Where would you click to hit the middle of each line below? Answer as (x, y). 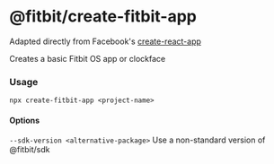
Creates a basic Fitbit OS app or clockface (88, 58)
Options (25, 120)
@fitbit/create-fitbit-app (103, 17)
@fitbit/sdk (30, 150)
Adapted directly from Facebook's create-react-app (106, 41)
